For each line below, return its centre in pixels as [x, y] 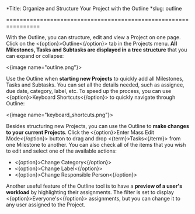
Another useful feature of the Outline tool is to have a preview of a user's [94, 186]
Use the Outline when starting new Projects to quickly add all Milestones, [95, 79]
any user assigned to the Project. [46, 205]
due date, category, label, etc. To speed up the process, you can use [89, 91]
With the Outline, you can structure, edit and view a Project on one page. [93, 37]
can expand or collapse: [35, 56]
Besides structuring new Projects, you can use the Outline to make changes [98, 126]
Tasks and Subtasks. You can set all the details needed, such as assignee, [95, 85]
